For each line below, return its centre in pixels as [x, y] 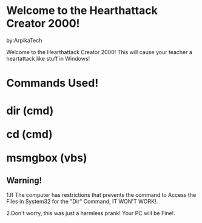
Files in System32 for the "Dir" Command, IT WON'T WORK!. [82, 202]
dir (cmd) [30, 111]
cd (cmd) [29, 135]
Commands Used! [52, 83]
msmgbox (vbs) [47, 158]
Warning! [24, 180]
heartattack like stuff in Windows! [48, 58]
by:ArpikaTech [24, 40]
